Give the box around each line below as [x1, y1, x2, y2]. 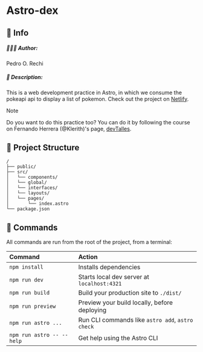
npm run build [9, 289, 50, 296]
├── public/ [6, 164, 36, 170]
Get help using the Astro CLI [78, 334, 158, 342]
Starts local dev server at [78, 273, 149, 281]
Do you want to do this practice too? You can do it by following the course [6, 118, 190, 126]
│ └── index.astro [6, 200, 69, 207]
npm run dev [9, 277, 44, 284]
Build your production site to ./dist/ [78, 289, 182, 297]
